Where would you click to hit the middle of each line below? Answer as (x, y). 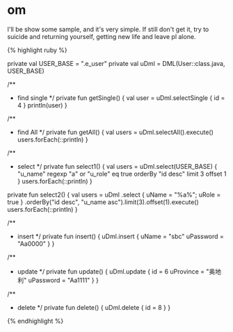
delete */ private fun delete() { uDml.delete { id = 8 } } (94, 307)
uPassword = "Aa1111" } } (63, 280)
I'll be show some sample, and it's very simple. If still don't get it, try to (108, 29)
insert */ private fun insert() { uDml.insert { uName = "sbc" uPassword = (121, 236)
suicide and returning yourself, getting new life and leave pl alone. (102, 36)
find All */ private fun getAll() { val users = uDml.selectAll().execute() (115, 132)
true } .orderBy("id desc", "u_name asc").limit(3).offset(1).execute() (103, 202)
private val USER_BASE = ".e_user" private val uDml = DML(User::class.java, (116, 63)
